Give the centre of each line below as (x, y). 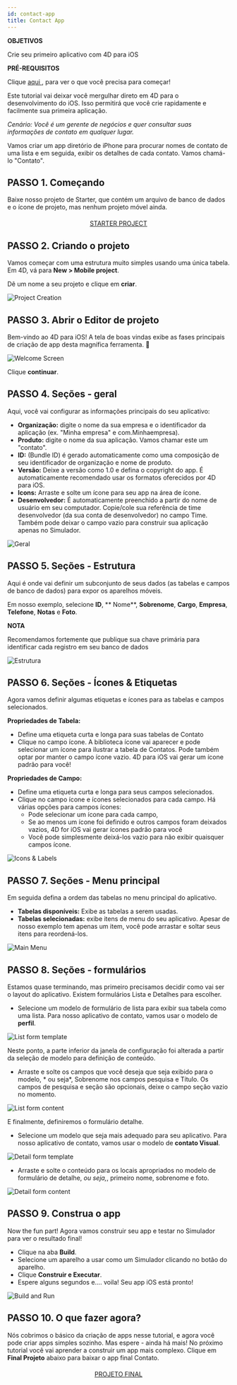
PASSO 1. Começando (56, 182)
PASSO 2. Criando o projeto (69, 246)
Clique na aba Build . (47, 1252)
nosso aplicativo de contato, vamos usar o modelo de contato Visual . (119, 1143)
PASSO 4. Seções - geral (62, 394)
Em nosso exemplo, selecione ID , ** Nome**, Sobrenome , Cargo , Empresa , (117, 604)
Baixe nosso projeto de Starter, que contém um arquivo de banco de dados (116, 199)
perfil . (27, 1023)
